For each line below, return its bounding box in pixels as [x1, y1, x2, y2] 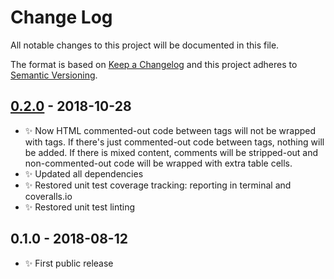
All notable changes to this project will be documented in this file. [10, 39, 280, 51]
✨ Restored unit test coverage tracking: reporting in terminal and [24, 179, 292, 191]
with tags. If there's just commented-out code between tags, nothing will [24, 136, 325, 148]
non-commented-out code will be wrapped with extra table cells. [24, 157, 293, 169]
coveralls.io [24, 190, 73, 202]
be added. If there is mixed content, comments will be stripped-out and [24, 146, 319, 158]
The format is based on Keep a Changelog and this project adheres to [10, 58, 298, 70]
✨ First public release [24, 257, 114, 269]
